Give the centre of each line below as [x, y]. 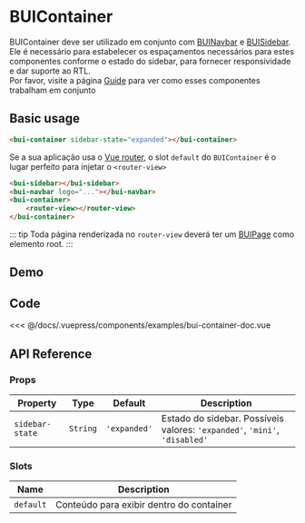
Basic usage [44, 118]
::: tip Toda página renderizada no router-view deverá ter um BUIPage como [152, 234]
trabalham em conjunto [53, 90]
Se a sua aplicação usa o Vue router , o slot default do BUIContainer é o [143, 157]
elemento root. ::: [41, 244]
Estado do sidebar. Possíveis [222, 418]
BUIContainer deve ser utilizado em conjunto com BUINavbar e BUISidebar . [150, 42]
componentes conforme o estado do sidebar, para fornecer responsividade [150, 61]
